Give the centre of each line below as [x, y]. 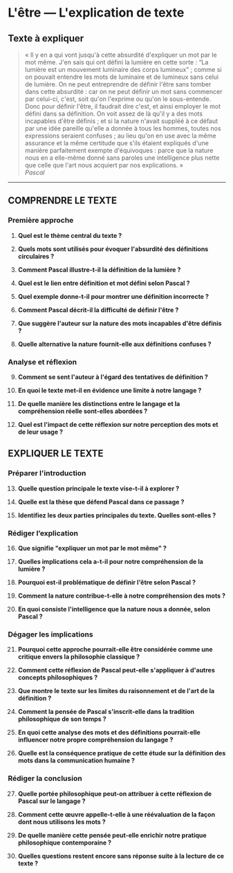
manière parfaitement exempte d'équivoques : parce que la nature [119, 150]
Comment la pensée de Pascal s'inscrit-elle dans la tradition [106, 712]
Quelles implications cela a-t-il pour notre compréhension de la [110, 561]
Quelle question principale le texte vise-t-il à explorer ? [99, 488]
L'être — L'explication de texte [96, 13]
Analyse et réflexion [43, 362]
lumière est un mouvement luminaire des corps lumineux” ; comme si [123, 70]
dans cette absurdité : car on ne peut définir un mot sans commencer [123, 92]
